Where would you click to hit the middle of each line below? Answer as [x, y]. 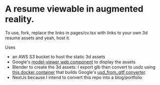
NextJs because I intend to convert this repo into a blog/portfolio [77, 77]
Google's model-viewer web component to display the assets [74, 62]
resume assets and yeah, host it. [38, 38]
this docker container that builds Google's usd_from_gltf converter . [79, 72]
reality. [20, 19]
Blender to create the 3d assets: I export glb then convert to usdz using [84, 67]
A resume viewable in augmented [74, 9]
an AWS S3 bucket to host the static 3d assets [59, 56]
